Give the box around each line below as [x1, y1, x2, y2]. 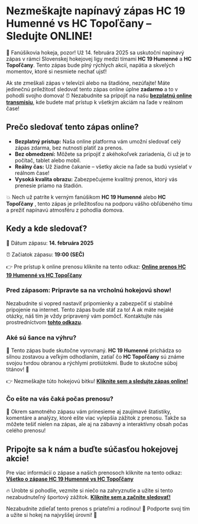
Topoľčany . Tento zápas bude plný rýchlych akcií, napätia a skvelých [6, 61, 176, 69]
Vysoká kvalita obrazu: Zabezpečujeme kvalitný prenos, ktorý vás [14, 175, 178, 183]
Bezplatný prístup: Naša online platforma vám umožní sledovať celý [14, 138, 181, 145]
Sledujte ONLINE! [6, 30, 93, 43]
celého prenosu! [6, 427, 46, 434]
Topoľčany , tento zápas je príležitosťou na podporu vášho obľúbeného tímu [6, 200, 193, 207]
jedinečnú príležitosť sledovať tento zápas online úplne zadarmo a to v [6, 85, 178, 92]
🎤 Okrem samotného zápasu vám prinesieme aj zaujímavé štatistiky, [6, 408, 171, 416]
